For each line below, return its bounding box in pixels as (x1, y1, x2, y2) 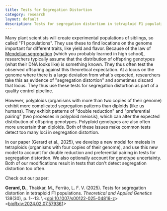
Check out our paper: (5, 175, 49, 181)
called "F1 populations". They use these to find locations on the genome (5, 40, 153, 46)
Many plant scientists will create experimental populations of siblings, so (5, 35, 154, 41)
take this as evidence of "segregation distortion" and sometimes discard (5, 77, 153, 83)
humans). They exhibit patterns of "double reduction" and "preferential (5, 108, 150, 114)
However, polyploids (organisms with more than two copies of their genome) (5, 98, 162, 104)
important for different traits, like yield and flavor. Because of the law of (5, 45, 151, 51)
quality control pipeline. (5, 88, 54, 94)
